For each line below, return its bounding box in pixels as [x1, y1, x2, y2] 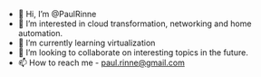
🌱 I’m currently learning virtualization [17, 37, 156, 48]
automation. [17, 28, 63, 38]
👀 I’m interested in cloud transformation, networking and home [17, 18, 252, 29]
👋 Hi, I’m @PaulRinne [17, 9, 97, 19]
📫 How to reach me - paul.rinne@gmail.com [17, 57, 186, 68]
